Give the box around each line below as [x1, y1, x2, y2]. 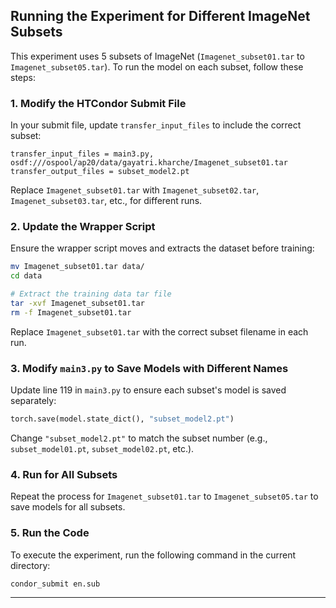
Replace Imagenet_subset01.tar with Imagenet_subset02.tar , [10, 184, 260, 196]
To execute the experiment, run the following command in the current [10, 549, 297, 561]
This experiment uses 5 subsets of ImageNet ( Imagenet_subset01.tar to [10, 50, 305, 62]
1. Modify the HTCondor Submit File [10, 96, 187, 110]
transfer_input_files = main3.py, [10, 149, 155, 159]
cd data [10, 271, 43, 281]
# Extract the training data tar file [10, 289, 172, 299]
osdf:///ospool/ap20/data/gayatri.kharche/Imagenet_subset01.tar [10, 158, 288, 168]
